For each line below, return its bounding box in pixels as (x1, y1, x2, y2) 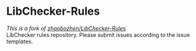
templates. (6, 37, 33, 45)
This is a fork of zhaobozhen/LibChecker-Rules (6, 25, 126, 32)
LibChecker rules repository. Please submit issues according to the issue (6, 31, 190, 38)
